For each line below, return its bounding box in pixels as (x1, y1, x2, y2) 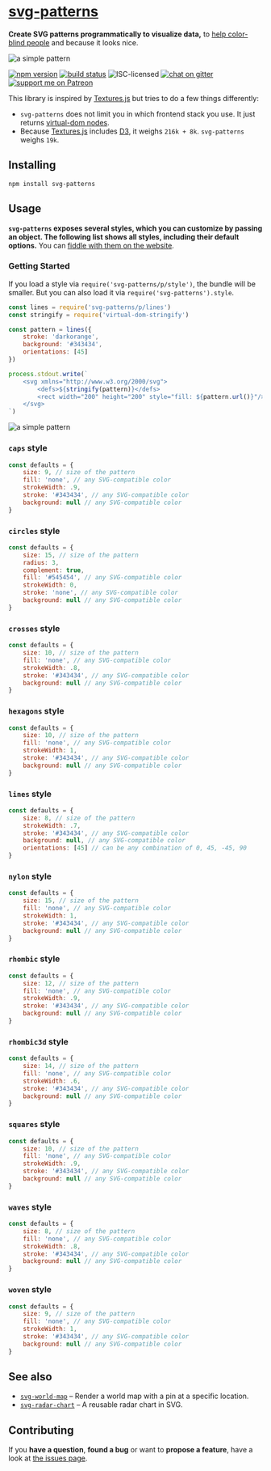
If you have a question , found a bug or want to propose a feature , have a (8, 1445, 253, 1455)
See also (8, 1370, 52, 1384)
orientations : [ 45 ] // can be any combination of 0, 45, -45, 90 (23, 844, 248, 852)
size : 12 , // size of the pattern (23, 979, 139, 987)
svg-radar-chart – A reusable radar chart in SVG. (19, 1400, 183, 1410)
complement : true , (23, 566, 85, 574)
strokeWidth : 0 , (23, 581, 78, 589)
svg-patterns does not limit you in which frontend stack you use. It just (19, 108, 256, 119)
